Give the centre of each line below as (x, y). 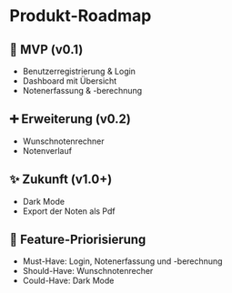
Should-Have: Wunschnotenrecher (88, 271)
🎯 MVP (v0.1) (46, 50)
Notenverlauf (47, 150)
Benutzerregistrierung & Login (79, 71)
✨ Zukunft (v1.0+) (61, 180)
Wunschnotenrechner (63, 141)
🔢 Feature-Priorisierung (78, 240)
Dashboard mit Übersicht (70, 81)
